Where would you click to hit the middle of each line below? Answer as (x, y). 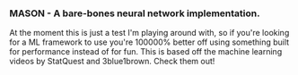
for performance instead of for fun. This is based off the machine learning (146, 52)
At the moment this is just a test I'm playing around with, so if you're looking (149, 33)
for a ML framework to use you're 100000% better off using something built (149, 42)
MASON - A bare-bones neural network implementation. (135, 13)
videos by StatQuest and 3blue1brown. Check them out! (112, 62)
